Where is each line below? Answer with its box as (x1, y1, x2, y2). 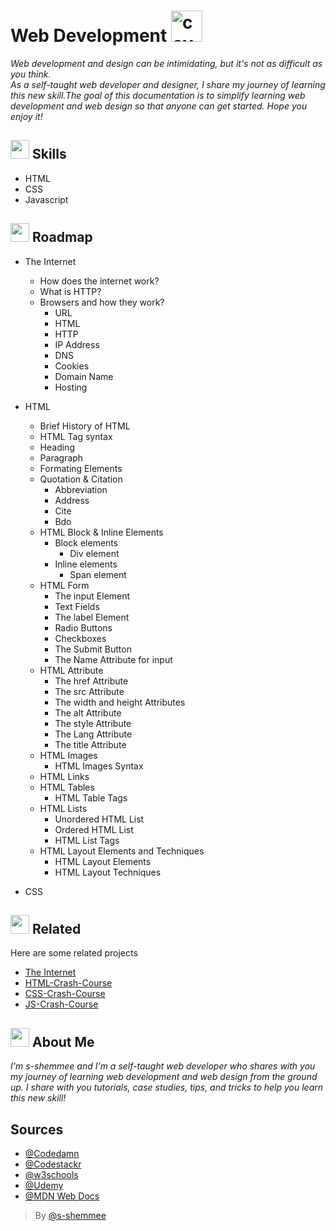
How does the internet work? (39, 275, 160, 287)
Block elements (54, 536, 119, 549)
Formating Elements (39, 462, 123, 474)
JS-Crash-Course (24, 998, 99, 1010)
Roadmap (31, 229, 93, 246)
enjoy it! (10, 110, 43, 122)
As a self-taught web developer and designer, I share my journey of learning (10, 78, 326, 90)
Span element (69, 568, 127, 580)
